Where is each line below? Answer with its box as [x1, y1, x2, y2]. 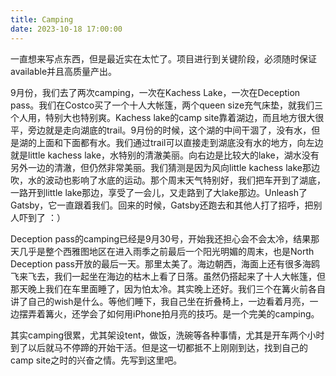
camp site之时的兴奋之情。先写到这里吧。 [10, 354, 183, 366]
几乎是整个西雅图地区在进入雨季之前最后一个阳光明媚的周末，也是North [18, 245, 315, 257]
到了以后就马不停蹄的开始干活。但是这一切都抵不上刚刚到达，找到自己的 [10, 341, 308, 353]
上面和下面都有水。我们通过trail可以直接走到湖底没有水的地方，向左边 [36, 136, 324, 148]
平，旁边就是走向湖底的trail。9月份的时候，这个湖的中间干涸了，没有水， [10, 124, 312, 136]
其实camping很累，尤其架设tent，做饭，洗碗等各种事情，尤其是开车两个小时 [10, 329, 325, 341]
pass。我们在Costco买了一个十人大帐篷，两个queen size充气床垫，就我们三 [10, 99, 324, 111]
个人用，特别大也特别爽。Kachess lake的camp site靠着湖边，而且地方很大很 [10, 111, 325, 123]
